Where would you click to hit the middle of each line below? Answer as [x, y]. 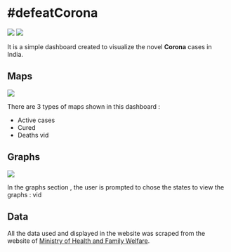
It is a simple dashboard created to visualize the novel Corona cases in [110, 46]
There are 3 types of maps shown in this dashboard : [84, 106]
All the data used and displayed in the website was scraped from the [106, 234]
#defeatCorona [53, 13]
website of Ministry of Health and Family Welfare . [79, 241]
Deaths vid [33, 135]
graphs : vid [25, 194]
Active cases [36, 120]
